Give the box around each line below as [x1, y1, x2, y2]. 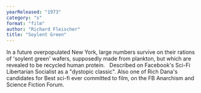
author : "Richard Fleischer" [6, 26, 81, 32]
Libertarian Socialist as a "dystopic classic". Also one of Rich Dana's [6, 68, 178, 75]
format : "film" [6, 20, 45, 26]
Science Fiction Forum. [6, 81, 65, 89]
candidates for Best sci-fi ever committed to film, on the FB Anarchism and [6, 75, 194, 82]
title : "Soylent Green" [6, 32, 67, 38]
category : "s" [6, 15, 43, 21]
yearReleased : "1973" [6, 9, 62, 15]
